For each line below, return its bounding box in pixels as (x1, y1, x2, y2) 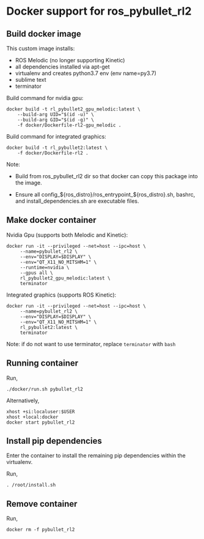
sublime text (15, 76, 46, 83)
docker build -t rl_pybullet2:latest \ (6, 145, 108, 151)
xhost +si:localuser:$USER (6, 408, 75, 414)
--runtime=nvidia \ (20, 264, 70, 270)
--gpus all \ (20, 270, 53, 276)
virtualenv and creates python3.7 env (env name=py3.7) (15, 70, 157, 77)
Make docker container (6, 215, 97, 225)
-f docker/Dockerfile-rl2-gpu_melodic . (17, 122, 122, 128)
